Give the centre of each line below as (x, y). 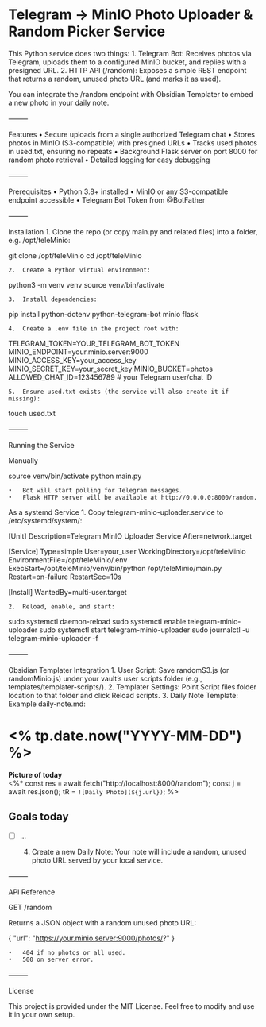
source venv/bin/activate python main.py (75, 476)
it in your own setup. (42, 1014)
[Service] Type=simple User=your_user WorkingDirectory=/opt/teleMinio (127, 551)
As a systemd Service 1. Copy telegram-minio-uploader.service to (116, 512)
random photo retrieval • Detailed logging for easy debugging (109, 160)
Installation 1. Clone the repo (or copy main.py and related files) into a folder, (133, 231)
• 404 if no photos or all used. (67, 952)
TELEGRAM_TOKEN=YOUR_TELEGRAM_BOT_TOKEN (94, 343)
